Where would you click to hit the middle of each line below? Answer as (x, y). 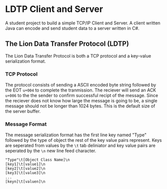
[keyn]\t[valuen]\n (25, 182)
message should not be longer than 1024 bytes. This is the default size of (80, 106)
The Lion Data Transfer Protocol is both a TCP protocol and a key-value (78, 56)
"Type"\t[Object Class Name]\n (38, 160)
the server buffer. (23, 111)
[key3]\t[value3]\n (25, 173)
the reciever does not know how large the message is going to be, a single (81, 101)
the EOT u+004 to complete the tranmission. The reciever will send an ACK (81, 90)
